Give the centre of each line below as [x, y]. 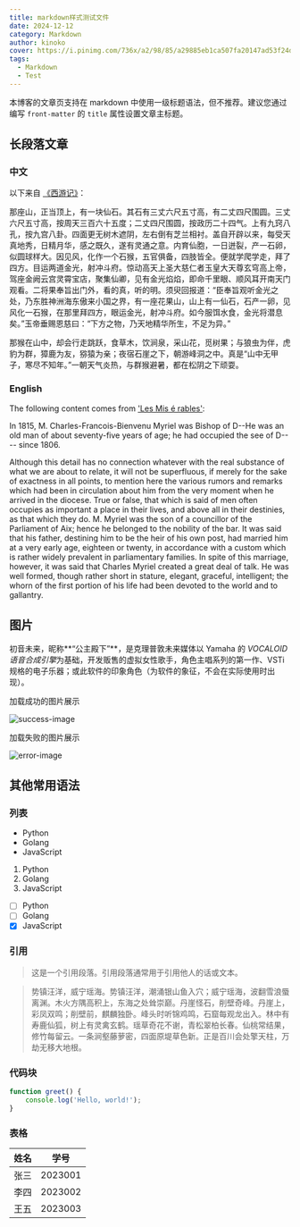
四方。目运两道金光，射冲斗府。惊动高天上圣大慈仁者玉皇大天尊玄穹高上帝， [150, 268]
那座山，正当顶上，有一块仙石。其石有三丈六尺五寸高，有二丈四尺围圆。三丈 [150, 212]
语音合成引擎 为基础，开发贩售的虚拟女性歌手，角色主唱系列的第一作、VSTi [147, 660]
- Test [29, 76]
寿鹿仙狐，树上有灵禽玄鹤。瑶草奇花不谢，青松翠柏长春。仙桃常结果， [160, 1025]
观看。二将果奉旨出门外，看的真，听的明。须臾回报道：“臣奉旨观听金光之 [144, 290]
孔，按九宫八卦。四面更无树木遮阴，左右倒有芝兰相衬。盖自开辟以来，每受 [146, 234]
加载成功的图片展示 [45, 701]
